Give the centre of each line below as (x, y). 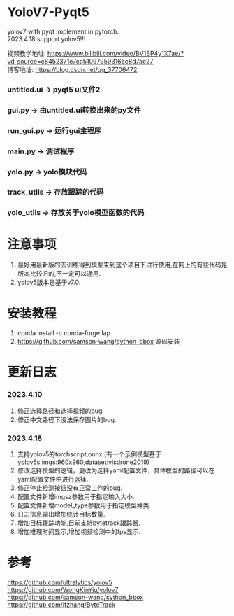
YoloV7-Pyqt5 (48, 12)
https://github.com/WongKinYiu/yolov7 (63, 589)
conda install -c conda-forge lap (64, 333)
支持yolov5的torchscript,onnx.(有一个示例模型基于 (89, 454)
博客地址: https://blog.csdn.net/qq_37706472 (72, 69)
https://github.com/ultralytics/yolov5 (60, 582)
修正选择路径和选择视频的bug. (61, 411)
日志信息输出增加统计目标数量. (61, 514)
